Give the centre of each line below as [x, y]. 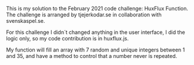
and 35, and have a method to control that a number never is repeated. [92, 56]
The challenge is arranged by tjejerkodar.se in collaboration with [84, 15]
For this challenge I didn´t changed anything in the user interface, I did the [96, 32]
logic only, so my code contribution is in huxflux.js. [68, 38]
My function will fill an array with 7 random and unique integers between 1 [96, 50]
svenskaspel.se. [26, 21]
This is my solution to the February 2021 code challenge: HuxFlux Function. [97, 8]
